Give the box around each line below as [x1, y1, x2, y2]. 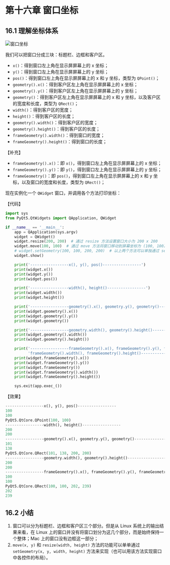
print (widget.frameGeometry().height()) [14, 374, 101, 380]
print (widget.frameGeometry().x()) [14, 355, 90, 360]
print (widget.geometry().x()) [14, 309, 78, 314]
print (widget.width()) [14, 290, 62, 295]
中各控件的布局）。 [12, 554, 51, 561]
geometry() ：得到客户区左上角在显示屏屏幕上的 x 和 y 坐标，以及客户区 [12, 94, 161, 100]
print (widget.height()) [14, 295, 65, 300]
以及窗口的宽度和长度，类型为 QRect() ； [21, 179, 105, 185]
